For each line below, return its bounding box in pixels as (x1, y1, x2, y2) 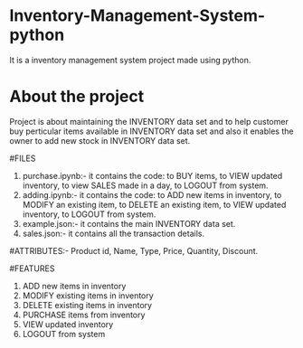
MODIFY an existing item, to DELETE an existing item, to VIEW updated (22, 199, 287, 210)
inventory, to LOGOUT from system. (22, 209, 156, 220)
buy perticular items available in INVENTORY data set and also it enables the (9, 126, 294, 136)
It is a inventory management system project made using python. (9, 54, 251, 65)
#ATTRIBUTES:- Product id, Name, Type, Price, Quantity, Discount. (9, 245, 259, 256)
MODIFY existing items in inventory (22, 290, 154, 301)
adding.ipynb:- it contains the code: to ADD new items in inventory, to (22, 189, 282, 200)
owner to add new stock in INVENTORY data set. (9, 135, 191, 146)
